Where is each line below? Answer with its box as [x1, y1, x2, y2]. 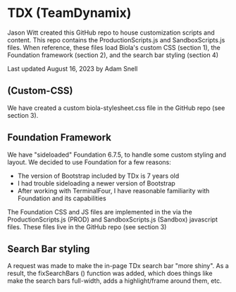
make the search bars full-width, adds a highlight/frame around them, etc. [7, 276, 222, 285]
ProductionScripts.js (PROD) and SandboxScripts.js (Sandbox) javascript [7, 215, 218, 224]
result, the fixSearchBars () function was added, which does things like [7, 269, 213, 278]
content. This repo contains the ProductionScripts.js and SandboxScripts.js [7, 35, 225, 44]
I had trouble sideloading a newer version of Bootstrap [17, 178, 176, 188]
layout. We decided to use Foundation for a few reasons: [7, 157, 171, 166]
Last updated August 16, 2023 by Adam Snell [7, 64, 138, 73]
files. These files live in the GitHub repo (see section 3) [7, 222, 167, 231]
